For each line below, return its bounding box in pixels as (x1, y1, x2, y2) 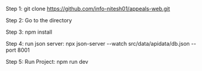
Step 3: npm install (5, 28, 53, 35)
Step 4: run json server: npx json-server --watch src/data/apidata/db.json (5, 40, 190, 47)
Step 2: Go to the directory (5, 17, 72, 23)
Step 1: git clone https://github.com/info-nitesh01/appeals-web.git (5, 5, 170, 12)
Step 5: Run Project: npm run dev (5, 58, 89, 65)
